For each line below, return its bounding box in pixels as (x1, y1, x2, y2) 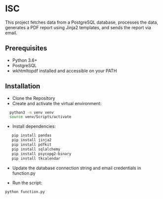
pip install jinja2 (11, 138, 52, 143)
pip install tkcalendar (11, 156, 61, 161)
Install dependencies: (12, 123, 56, 129)
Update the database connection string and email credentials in (12, 165, 141, 171)
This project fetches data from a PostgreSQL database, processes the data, (5, 19, 159, 25)
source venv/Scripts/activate (9, 115, 71, 119)
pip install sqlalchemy (11, 147, 61, 152)
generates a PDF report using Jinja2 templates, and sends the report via (5, 24, 151, 30)
